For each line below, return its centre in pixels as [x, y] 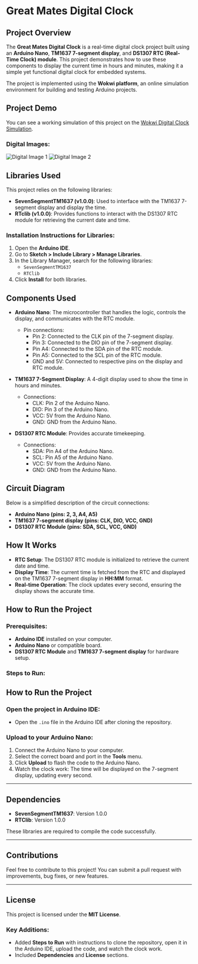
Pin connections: [44, 330]
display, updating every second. [53, 776]
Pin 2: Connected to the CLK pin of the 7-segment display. [103, 336]
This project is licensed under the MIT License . [63, 914]
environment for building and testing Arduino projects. [72, 89]
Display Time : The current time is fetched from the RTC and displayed [100, 572]
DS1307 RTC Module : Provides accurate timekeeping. [80, 434]
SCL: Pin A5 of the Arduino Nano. [73, 457]
